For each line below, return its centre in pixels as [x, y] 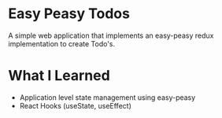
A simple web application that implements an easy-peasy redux [111, 35]
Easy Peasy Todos [69, 14]
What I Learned [59, 76]
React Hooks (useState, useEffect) [75, 105]
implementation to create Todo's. [62, 43]
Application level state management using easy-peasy [107, 97]
